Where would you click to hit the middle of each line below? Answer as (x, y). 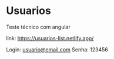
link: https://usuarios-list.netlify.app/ (50, 38)
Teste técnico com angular (38, 27)
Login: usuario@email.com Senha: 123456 (57, 49)
